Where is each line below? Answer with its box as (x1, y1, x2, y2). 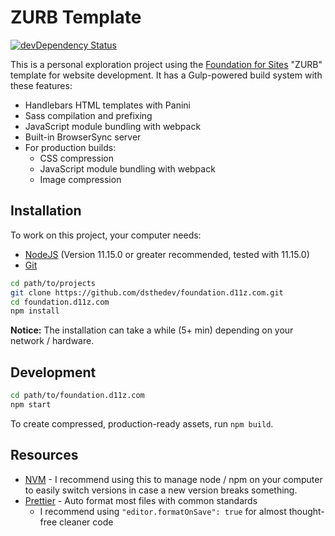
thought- (288, 505, 325, 517)
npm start (10, 399, 52, 410)
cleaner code (59, 516, 114, 528)
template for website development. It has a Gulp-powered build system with (10, 69, 323, 81)
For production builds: (24, 141, 117, 153)
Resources (10, 447, 79, 464)
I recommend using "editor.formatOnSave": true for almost (39, 505, 287, 517)
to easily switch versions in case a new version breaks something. (24, 484, 298, 496)
